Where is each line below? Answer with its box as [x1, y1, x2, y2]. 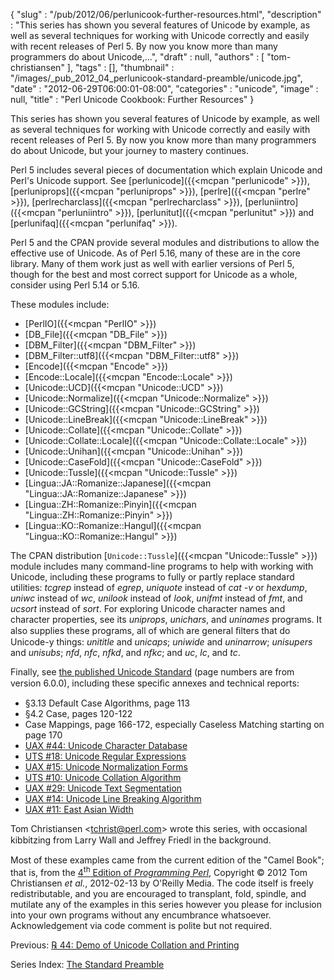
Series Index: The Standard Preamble [10, 958, 165, 970]
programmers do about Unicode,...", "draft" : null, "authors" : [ [10, 51, 265, 63]
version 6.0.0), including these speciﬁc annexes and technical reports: [10, 677, 300, 689]
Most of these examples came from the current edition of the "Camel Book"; [10, 854, 325, 866]
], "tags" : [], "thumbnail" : [66, 62, 175, 73]
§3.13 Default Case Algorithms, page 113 [24, 697, 190, 709]
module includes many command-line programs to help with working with [10, 560, 314, 572]
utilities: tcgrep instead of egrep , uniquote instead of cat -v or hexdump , [10, 582, 308, 593]
